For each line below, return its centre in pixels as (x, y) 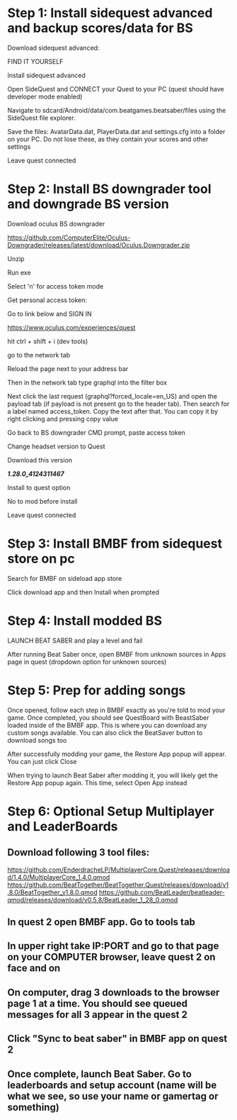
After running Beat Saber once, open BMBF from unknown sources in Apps (117, 654)
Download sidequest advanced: (53, 48)
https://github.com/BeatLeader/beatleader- (162, 892)
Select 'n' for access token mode (56, 286)
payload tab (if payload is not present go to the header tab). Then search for (118, 404)
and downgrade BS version (88, 204)
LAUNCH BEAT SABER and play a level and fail (75, 641)
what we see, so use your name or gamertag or (113, 1096)
